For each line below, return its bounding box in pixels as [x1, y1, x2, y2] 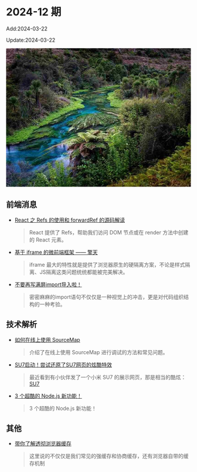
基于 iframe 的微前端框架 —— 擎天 [14, 249, 98, 256]
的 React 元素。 [29, 236, 67, 243]
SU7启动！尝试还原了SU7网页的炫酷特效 [14, 361, 113, 368]
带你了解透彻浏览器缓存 [14, 440, 72, 447]
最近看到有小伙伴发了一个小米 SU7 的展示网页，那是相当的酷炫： [29, 373, 186, 381]
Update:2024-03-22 [6, 36, 56, 43]
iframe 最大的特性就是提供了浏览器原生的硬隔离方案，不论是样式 [29, 261, 185, 268]
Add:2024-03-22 [6, 25, 48, 32]
